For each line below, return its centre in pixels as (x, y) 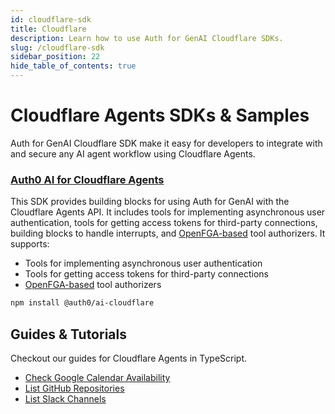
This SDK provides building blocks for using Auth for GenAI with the (150, 202)
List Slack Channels (65, 398)
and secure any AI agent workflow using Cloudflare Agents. (133, 153)
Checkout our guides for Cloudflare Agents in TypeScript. (129, 358)
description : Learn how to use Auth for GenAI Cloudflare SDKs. (147, 38)
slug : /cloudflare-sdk (57, 47)
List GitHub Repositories (74, 388)
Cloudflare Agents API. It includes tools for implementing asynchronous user (168, 212)
